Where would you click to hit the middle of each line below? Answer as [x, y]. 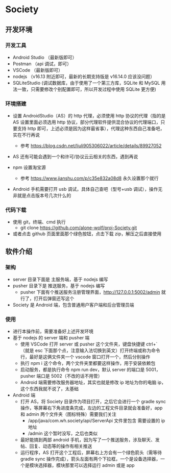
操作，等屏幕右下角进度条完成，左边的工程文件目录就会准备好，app [91, 408]
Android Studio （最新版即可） [45, 57]
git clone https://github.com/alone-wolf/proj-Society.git [78, 228]
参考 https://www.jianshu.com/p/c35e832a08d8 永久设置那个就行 [90, 178]
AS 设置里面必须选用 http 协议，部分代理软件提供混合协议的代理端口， [87, 122]
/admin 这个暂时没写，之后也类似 [63, 433]
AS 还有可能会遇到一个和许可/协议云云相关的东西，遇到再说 [75, 157]
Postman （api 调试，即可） [42, 64]
